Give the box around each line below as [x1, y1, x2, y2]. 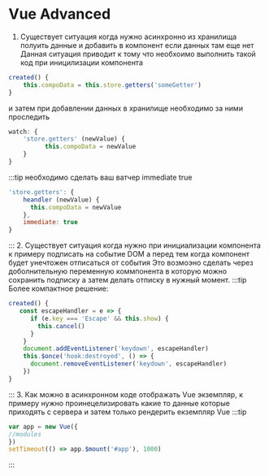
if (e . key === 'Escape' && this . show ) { [29, 314, 169, 322]
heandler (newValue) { [23, 196, 100, 204]
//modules [8, 430, 42, 439]
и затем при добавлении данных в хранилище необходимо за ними [8, 103, 244, 113]
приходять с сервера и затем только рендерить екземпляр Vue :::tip [8, 407, 247, 417]
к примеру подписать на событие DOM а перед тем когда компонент [8, 249, 250, 259]
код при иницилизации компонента [20, 58, 144, 67]
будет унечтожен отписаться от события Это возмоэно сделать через [8, 257, 254, 268]
